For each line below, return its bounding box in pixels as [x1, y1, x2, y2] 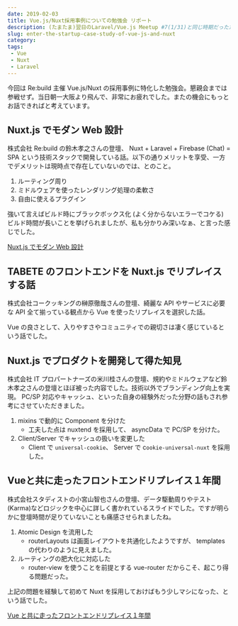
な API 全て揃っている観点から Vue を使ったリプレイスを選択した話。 [7, 308, 210, 317]
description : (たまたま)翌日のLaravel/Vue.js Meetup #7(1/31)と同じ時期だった [7, 23, 229, 31]
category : [7, 37, 37, 44]
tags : [7, 43, 23, 50]
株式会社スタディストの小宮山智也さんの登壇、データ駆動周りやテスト [7, 495, 212, 503]
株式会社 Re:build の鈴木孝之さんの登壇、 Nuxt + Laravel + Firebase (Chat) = [7, 144, 231, 153]
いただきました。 [38, 402, 89, 410]
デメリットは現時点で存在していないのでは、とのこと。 [13, 162, 175, 170]
